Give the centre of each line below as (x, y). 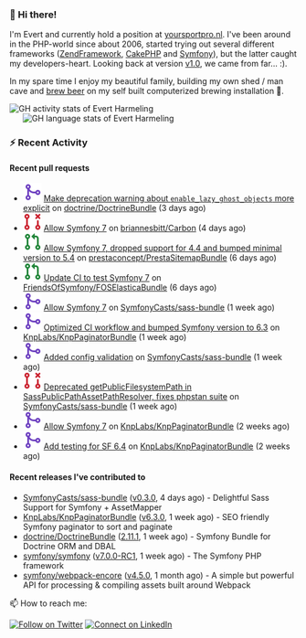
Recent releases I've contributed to (78, 477)
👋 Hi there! (33, 15)
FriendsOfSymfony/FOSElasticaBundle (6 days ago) (120, 288)
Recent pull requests (49, 167)
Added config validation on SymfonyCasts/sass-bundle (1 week (163, 357)
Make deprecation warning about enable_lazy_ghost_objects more (169, 198)
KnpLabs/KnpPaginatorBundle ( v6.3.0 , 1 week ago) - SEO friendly (146, 516)
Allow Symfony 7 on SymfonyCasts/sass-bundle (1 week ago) (159, 308)
